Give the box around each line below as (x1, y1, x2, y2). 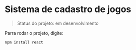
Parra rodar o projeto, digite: (5, 30, 63, 36)
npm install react (5, 39, 43, 45)
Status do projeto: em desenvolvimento (17, 20, 99, 26)
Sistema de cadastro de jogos (5, 4, 131, 15)
